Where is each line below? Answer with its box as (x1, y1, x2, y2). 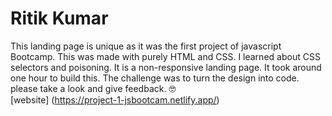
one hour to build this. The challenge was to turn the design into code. (10, 72, 300, 84)
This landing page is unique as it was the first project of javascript (10, 40, 282, 52)
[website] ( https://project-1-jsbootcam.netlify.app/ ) (10, 93, 220, 106)
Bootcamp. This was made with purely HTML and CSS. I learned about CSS (10, 50, 321, 62)
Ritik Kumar (10, 7, 109, 30)
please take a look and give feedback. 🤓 (10, 82, 177, 94)
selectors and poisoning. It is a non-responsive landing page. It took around (10, 61, 322, 73)
